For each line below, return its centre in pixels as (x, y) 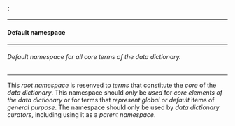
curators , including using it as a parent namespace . (81, 114)
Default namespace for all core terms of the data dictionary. (94, 57)
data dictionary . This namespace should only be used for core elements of (115, 92)
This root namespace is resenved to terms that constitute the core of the (112, 85)
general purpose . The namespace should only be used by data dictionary (113, 107)
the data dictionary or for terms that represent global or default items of (111, 100)
